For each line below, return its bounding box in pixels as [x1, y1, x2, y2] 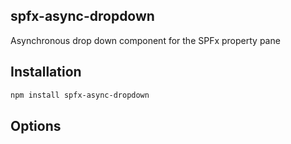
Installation [10, 64, 82, 81]
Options [10, 117, 62, 134]
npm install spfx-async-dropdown [10, 90, 150, 100]
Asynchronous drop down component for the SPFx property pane [10, 34, 281, 46]
